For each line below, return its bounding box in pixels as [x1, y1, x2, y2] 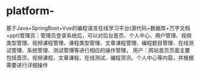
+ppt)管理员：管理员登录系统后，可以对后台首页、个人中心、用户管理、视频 [6, 31, 192, 39]
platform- [6, 4, 55, 18]
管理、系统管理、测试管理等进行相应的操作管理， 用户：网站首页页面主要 [11, 46, 190, 54]
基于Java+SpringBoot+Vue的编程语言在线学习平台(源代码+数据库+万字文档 [6, 24, 190, 31]
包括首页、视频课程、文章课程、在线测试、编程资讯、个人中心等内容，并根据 [6, 54, 194, 61]
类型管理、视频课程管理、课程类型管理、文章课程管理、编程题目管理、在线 [6, 39, 189, 46]
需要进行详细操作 [6, 61, 48, 69]
